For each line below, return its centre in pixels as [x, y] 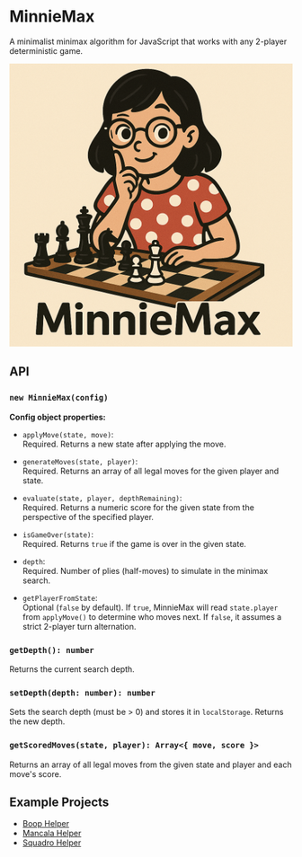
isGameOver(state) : [58, 534]
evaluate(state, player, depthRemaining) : [102, 498]
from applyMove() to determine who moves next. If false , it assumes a [152, 616]
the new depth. [37, 721]
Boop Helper [46, 824]
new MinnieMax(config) [59, 398]
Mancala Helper [52, 834]
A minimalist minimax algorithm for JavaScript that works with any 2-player [148, 41]
